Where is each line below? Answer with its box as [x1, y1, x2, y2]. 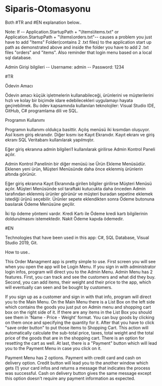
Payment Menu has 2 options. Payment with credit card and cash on [5, 354, 141, 360]
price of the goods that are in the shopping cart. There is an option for [5, 335, 145, 341]
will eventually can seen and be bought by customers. [5, 284, 113, 290]
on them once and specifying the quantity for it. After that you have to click [5, 319, 155, 325]
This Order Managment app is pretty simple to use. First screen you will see [5, 258, 156, 264]
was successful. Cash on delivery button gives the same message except [5, 370, 151, 376]
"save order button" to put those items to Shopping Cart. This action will [5, 324, 149, 331]
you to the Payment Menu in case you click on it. [5, 345, 102, 351]
